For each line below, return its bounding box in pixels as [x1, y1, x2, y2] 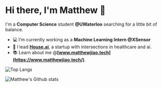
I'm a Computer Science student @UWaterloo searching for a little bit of [5, 21, 157, 27]
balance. [5, 26, 24, 32]
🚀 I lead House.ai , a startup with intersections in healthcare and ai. [12, 44, 152, 50]
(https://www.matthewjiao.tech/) [12, 56, 85, 62]
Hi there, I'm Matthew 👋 [5, 5, 106, 16]
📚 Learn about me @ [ [12, 49, 59, 55]
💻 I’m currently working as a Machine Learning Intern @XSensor [12, 36, 151, 42]
